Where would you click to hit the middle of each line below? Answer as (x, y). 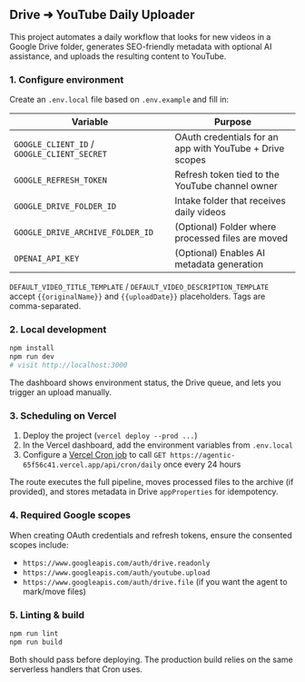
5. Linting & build (47, 615)
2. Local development (58, 330)
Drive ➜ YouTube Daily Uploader (102, 15)
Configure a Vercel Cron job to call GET (94, 455)
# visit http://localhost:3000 (69, 366)
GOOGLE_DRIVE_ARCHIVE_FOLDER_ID (84, 232)
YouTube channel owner (226, 186)
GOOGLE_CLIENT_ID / (54, 144)
